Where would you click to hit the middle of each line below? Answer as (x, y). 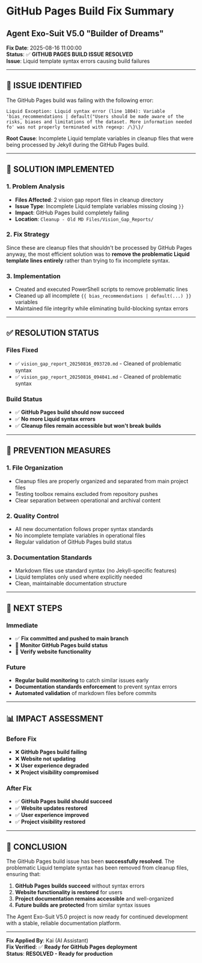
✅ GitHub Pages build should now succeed (69, 412)
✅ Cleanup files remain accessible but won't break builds (88, 426)
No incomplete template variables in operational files (80, 536)
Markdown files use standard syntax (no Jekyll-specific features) (96, 571)
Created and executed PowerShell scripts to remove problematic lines (101, 289)
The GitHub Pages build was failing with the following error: (80, 100)
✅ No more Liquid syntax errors (55, 419)
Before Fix (22, 739)
